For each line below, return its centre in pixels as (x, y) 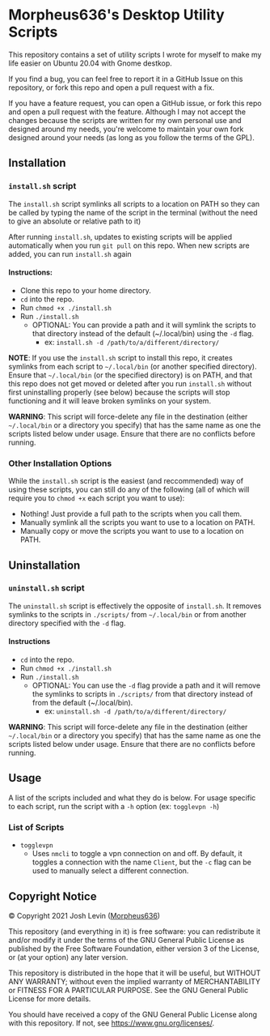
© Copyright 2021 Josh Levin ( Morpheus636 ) (84, 915)
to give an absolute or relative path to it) (75, 221)
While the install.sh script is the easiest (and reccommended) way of (126, 481)
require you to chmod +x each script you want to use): (97, 498)
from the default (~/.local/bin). (82, 703)
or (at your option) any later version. (68, 957)
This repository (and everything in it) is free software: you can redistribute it (135, 931)
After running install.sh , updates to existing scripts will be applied (120, 237)
